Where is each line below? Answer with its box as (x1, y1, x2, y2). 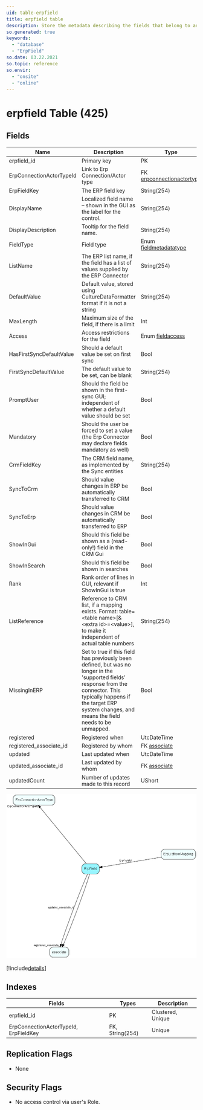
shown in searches (81, 565, 129, 572)
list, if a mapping (81, 601, 123, 608)
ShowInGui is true (81, 586, 126, 593)
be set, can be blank (81, 372, 132, 379)
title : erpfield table (6, 16, 63, 22)
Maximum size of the (81, 314, 134, 321)
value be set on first (81, 350, 131, 358)
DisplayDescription (8, 226, 56, 233)
